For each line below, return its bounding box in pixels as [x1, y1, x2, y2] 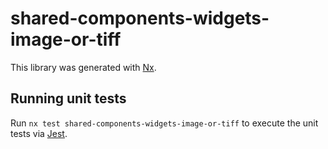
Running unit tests [10, 90, 127, 107]
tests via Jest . [10, 127, 68, 139]
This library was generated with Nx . [10, 61, 157, 73]
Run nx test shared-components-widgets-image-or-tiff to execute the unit [10, 117, 319, 129]
